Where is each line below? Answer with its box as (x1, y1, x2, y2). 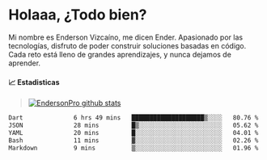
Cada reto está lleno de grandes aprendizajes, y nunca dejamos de (8, 49, 232, 59)
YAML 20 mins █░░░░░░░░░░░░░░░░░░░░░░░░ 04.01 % (8, 128, 259, 137)
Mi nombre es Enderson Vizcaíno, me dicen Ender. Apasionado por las (8, 32, 244, 42)
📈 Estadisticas (8, 77, 60, 86)
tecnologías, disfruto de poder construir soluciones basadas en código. (8, 40, 247, 50)
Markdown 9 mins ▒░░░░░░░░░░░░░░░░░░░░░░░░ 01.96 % (8, 144, 259, 152)
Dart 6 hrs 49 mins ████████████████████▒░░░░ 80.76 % (8, 114, 259, 122)
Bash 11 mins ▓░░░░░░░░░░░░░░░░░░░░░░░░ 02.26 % (8, 136, 259, 145)
